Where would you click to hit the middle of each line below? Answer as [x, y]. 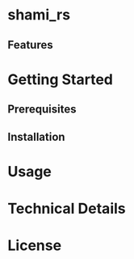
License [35, 246]
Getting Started [61, 79]
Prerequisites [42, 110]
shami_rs [39, 15]
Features [30, 45]
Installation [36, 136]
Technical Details [67, 208]
